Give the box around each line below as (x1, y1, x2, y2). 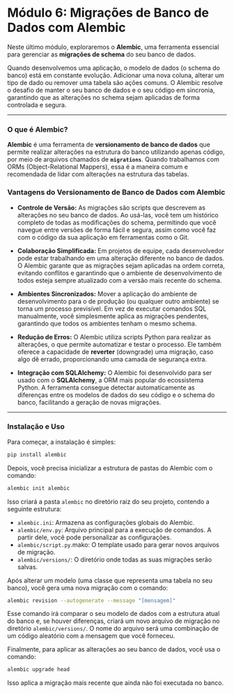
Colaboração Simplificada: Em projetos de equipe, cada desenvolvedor (17, 246, 225, 255)
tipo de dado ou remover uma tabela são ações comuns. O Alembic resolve (7, 78, 223, 86)
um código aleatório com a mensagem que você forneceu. (7, 632, 175, 640)
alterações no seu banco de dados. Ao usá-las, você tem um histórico (17, 210, 219, 219)
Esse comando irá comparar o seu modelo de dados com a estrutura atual (7, 610, 220, 618)
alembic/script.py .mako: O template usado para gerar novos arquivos (17, 540, 219, 548)
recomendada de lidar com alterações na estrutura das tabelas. (7, 170, 189, 178)
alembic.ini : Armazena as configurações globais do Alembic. (17, 518, 195, 527)
